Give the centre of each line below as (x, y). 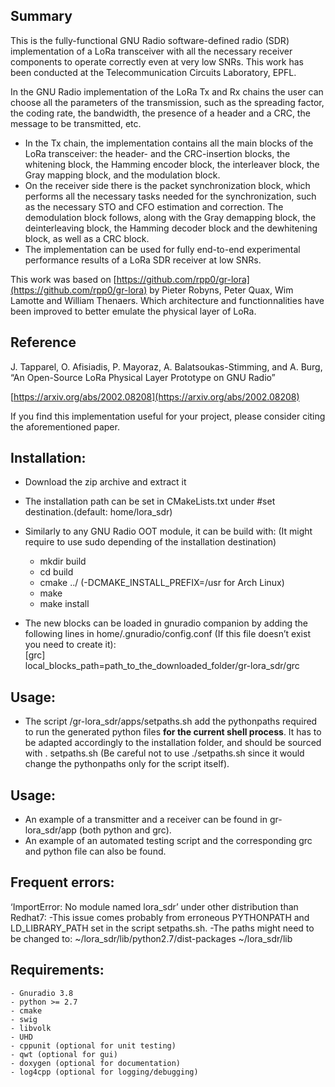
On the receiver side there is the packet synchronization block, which (167, 185)
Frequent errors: (62, 882)
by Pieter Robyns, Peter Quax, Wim (221, 290)
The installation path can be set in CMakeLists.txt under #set (150, 501)
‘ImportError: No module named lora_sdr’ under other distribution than (154, 906)
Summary (41, 16)
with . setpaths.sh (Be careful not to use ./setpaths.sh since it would (164, 753)
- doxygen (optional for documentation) (96, 1063)
